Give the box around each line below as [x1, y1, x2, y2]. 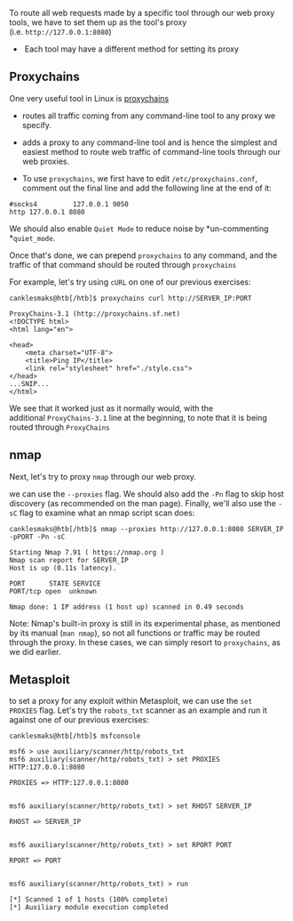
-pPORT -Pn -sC [9, 532, 66, 541]
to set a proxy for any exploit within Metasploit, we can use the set [9, 696, 253, 707]
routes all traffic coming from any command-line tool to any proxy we [21, 110, 276, 121]
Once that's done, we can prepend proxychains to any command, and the [9, 249, 278, 261]
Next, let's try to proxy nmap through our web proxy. [9, 471, 197, 481]
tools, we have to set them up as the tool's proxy [9, 17, 187, 28]
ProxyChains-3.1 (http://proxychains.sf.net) [9, 309, 180, 319]
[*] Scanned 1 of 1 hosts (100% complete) [9, 895, 169, 904]
